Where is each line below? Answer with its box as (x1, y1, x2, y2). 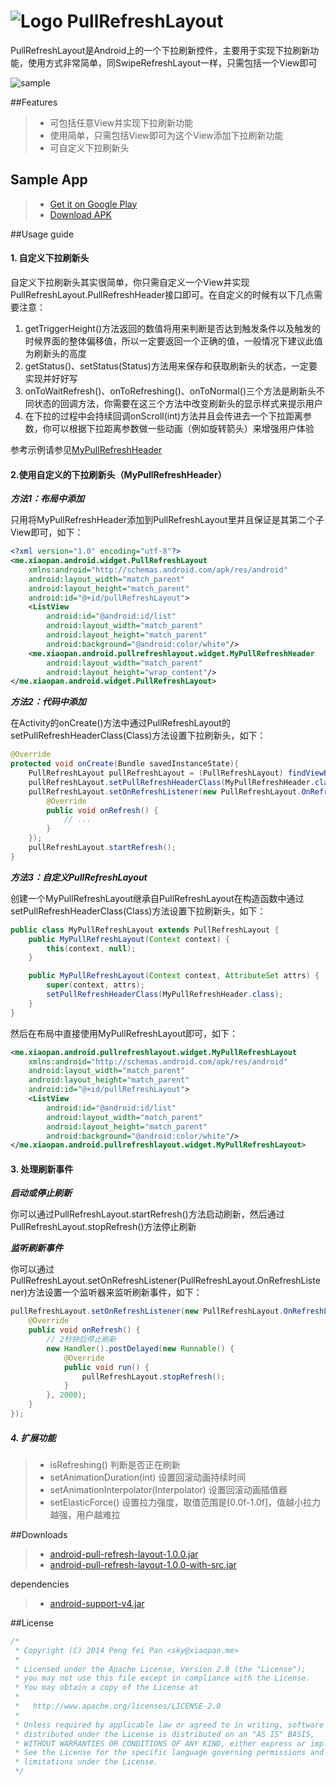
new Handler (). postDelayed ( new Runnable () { (46, 1343, 235, 1354)
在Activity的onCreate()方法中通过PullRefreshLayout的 (10, 717, 231, 729)
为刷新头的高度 (24, 347, 87, 359)
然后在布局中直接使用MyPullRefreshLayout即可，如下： (10, 1027, 239, 1039)
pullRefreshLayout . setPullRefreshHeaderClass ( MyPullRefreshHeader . (28, 777, 315, 787)
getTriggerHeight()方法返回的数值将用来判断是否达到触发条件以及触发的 (24, 322, 322, 334)
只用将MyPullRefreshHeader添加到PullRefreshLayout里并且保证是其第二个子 (10, 514, 325, 526)
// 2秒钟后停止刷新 (46, 1335, 117, 1345)
